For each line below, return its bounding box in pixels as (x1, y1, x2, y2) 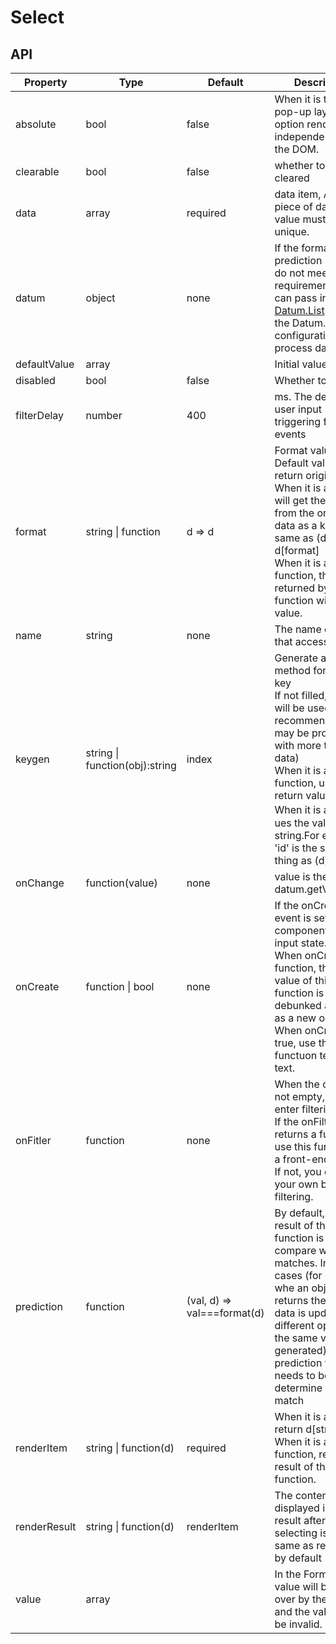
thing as (274, 854, 313, 867)
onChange (15, 876, 65, 890)
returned (274, 581, 316, 595)
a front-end (274, 1152, 330, 1166)
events (274, 427, 307, 441)
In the (274, 1567, 302, 1581)
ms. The (274, 390, 313, 403)
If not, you (274, 1165, 322, 1178)
